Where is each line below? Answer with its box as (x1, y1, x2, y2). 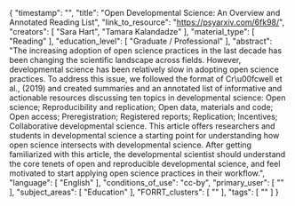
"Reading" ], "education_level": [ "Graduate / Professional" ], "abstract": (9, 36, 273, 46)
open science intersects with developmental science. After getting (9, 139, 251, 150)
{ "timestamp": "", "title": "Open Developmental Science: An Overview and (9, 8, 281, 18)
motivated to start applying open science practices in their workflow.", (9, 168, 265, 178)
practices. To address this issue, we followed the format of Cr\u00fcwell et (9, 74, 283, 83)
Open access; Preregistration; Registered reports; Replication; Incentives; (9, 111, 278, 122)
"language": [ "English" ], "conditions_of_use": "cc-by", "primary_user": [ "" (9, 178, 284, 187)
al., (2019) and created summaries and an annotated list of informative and (9, 83, 283, 93)
